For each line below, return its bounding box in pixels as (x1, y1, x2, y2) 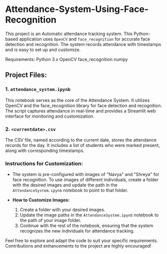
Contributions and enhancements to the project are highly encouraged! (5, 243, 151, 249)
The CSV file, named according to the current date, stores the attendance (5, 136, 156, 143)
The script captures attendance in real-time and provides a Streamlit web (5, 107, 156, 113)
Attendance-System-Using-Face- (5, 3, 149, 15)
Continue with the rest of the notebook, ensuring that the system (19, 222, 153, 228)
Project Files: (5, 71, 47, 79)
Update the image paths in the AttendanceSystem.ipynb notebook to (19, 212, 159, 218)
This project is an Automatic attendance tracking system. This (5, 30, 132, 36)
